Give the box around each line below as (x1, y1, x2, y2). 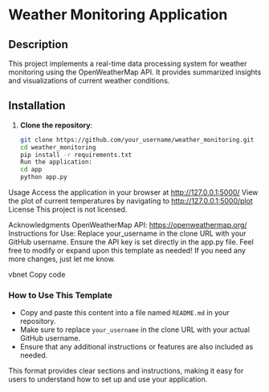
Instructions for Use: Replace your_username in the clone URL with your (8, 228, 247, 238)
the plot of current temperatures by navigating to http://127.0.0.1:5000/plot (8, 196, 253, 206)
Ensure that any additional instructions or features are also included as (19, 342, 254, 352)
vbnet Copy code (8, 270, 66, 280)
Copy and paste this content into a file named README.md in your (19, 308, 230, 317)
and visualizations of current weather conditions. (8, 76, 170, 85)
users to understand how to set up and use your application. (8, 374, 208, 384)
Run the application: (19, 158, 92, 166)
